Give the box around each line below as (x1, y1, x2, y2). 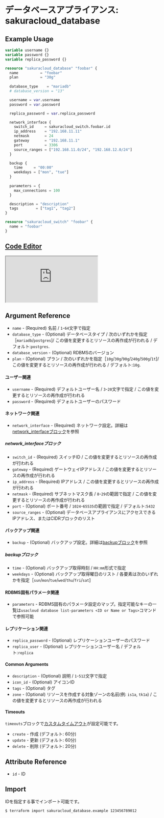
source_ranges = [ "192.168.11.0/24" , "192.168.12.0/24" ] (14, 147, 133, 152)
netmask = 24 (14, 134, 54, 139)
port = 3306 (14, 142, 58, 147)
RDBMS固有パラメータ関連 (5, 589, 60, 595)
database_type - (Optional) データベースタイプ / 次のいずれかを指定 (12, 331, 148, 337)
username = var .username (9, 97, 60, 102)
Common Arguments (5, 661, 49, 667)
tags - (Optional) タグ (12, 685, 56, 691)
